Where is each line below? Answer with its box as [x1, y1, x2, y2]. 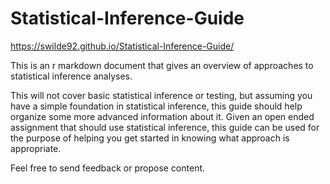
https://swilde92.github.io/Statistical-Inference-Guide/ [10, 40, 235, 52]
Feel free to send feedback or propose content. [10, 162, 206, 174]
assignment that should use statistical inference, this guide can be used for [10, 121, 320, 133]
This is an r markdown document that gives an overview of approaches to [10, 59, 314, 71]
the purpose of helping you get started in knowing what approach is [10, 132, 290, 144]
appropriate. [10, 142, 62, 154]
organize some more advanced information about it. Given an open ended [10, 110, 315, 122]
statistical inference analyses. [10, 70, 133, 82]
